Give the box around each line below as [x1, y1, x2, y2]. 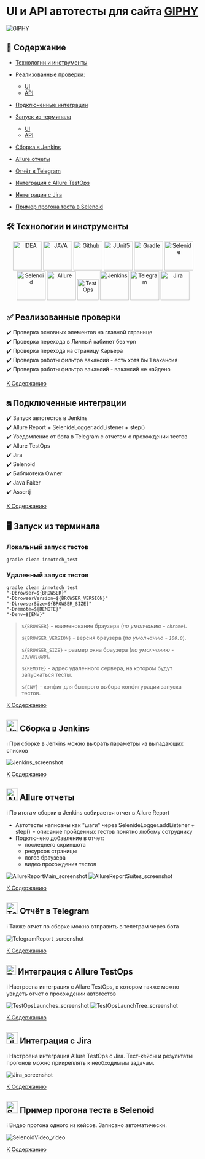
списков [6, 746, 29, 754]
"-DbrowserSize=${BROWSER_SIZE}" [6, 601, 92, 607]
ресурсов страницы [24, 847, 77, 855]
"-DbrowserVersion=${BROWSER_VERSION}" [6, 595, 109, 602]
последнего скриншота [24, 841, 86, 848]
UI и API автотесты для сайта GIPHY [6, 4, 198, 18]
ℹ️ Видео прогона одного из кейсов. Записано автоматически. [6, 1121, 168, 1129]
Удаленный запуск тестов [6, 571, 89, 579]
